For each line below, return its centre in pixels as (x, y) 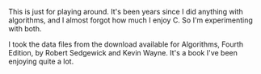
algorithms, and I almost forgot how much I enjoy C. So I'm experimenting (130, 20)
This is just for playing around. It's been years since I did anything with (126, 12)
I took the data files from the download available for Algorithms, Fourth (126, 44)
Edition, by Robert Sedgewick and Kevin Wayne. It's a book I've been (123, 53)
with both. (25, 29)
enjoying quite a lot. (41, 61)
